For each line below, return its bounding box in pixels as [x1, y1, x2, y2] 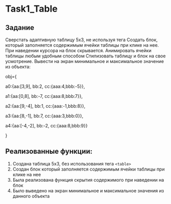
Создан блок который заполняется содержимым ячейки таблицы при [12, 166, 165, 172]
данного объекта [12, 193, 50, 199]
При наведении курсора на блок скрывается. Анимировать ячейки [5, 48, 152, 53]
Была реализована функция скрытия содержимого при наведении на [12, 177, 164, 183]
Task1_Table [5, 3, 58, 15]
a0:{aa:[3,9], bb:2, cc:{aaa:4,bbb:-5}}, [5, 83, 85, 89]
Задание [5, 23, 35, 32]
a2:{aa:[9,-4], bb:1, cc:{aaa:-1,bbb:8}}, [5, 103, 85, 109]
